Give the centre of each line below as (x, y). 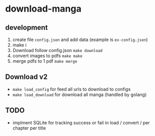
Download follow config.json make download (57, 50)
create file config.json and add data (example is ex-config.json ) (80, 39)
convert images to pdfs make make (47, 56)
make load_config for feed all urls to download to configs (71, 89)
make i (19, 45)
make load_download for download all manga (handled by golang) (80, 95)
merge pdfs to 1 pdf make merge (45, 61)
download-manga (43, 9)
